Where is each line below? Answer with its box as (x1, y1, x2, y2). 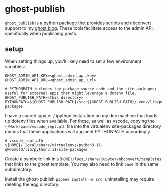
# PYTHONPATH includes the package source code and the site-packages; (5, 86, 157, 91)
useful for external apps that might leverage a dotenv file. (5, 91, 137, 96)
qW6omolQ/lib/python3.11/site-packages (5, 147, 88, 152)
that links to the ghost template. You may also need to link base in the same (5, 161, 159, 167)
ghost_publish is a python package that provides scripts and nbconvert (5, 20, 151, 26)
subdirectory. (5, 166, 33, 172)
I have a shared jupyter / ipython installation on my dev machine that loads (5, 112, 158, 118)
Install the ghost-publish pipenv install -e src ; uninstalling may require (5, 176, 154, 182)
